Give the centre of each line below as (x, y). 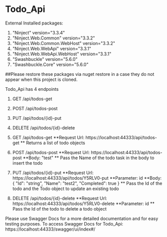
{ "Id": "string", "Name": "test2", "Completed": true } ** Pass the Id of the (87, 183)
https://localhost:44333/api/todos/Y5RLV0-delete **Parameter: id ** (83, 204)
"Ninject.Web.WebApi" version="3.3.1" (52, 48)
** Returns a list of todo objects (53, 143)
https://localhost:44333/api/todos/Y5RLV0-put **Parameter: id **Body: (87, 178)
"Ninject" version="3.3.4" (39, 32)
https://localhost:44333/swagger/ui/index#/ (50, 229)
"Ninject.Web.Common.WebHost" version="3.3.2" (64, 43)
